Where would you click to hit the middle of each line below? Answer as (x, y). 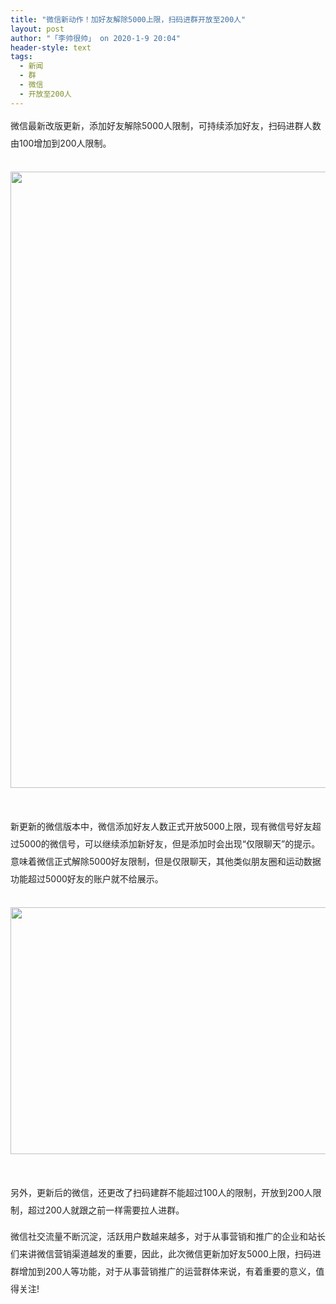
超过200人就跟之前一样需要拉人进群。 (106, 1210)
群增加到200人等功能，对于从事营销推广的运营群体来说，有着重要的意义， (163, 1271)
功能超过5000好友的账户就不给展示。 (87, 878)
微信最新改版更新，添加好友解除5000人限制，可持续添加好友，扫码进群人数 (166, 125)
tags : (21, 57)
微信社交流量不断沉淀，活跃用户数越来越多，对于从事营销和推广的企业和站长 (168, 1236)
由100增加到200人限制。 (61, 143)
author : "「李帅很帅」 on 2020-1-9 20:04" (95, 38)
